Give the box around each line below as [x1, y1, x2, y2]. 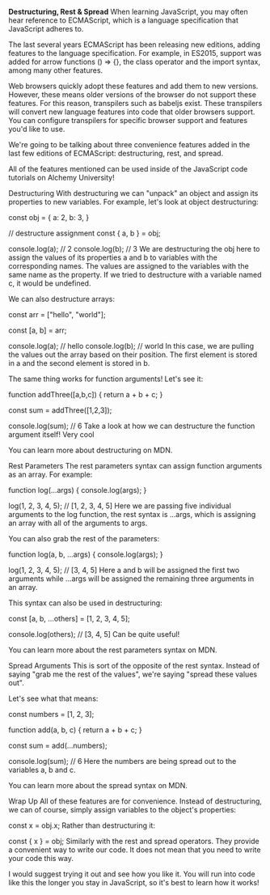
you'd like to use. [8, 125, 65, 134]
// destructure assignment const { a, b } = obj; [8, 228, 161, 238]
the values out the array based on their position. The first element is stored [8, 350, 258, 359]
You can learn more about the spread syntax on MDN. [8, 781, 188, 790]
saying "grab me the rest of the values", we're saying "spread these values [8, 669, 257, 679]
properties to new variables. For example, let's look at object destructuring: [8, 197, 259, 206]
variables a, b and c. [8, 765, 76, 774]
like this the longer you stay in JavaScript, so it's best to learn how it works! [8, 878, 260, 887]
